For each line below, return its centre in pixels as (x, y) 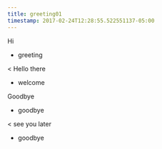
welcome (31, 82)
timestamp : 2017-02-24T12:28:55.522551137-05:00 (81, 21)
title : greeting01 (35, 14)
